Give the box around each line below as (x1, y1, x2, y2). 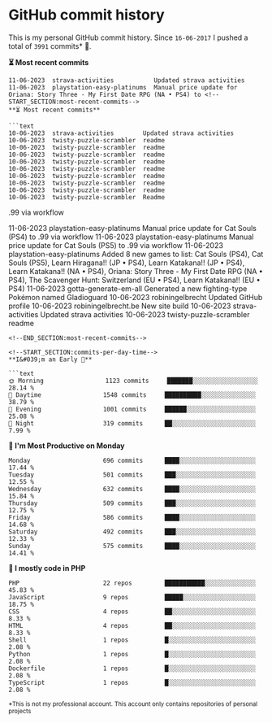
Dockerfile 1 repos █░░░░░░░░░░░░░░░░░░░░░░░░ (8, 664, 256, 673)
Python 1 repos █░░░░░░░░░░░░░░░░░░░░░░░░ (8, 650, 256, 658)
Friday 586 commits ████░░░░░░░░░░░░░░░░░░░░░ (8, 513, 256, 521)
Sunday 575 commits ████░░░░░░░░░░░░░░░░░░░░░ (8, 542, 256, 550)
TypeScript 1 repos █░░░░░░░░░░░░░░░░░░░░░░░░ (8, 678, 256, 686)
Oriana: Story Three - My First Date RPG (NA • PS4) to (8, 90, 201, 98)
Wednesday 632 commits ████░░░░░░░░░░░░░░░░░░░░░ (8, 485, 256, 493)
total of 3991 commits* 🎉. (8, 41, 92, 50)
